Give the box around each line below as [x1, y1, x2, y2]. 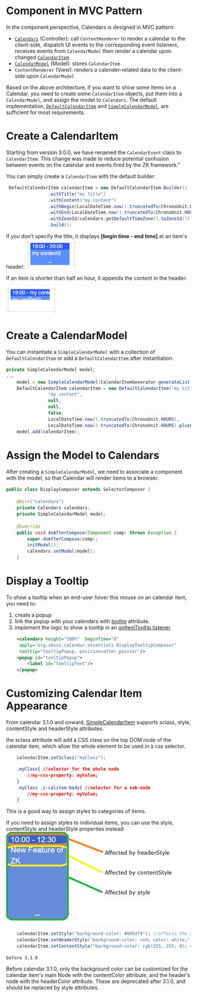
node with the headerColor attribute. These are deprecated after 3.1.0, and [6, 978, 186, 985]
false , [47, 410, 64, 416]
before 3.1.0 [6, 955, 38, 961]
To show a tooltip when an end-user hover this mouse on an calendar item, [6, 594, 188, 601]
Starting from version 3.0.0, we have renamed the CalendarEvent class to [6, 149, 182, 156]
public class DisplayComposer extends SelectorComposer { [6, 486, 151, 492]
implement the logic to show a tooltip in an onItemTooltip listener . [14, 624, 172, 631]
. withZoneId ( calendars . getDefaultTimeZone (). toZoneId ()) [47, 216, 191, 222]
